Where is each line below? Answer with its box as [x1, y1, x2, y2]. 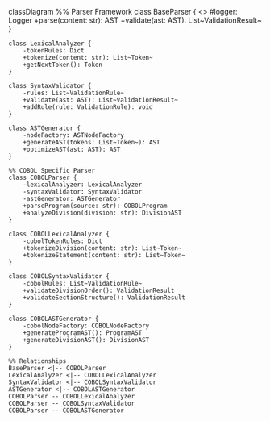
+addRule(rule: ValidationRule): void [23, 103, 153, 111]
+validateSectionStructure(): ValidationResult [23, 294, 185, 302]
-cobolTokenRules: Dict [23, 237, 103, 245]
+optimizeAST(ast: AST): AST [23, 145, 121, 153]
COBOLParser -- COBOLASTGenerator [8, 406, 125, 415]
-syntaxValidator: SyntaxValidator [23, 188, 143, 196]
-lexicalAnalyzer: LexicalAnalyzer [23, 181, 143, 189]
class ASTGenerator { [8, 124, 81, 132]
